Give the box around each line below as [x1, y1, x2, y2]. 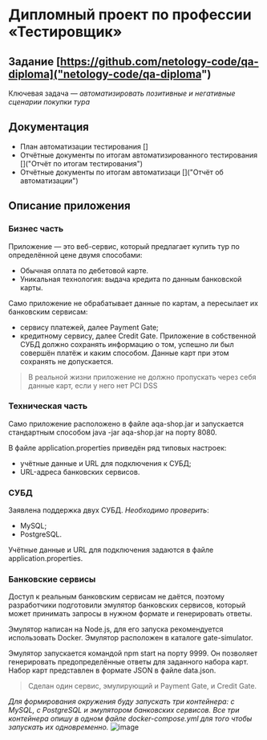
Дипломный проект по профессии [8, 6, 252, 24]
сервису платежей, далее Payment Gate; [19, 322, 159, 332]
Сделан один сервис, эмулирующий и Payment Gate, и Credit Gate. [27, 681, 257, 691]
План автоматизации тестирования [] [19, 141, 148, 151]
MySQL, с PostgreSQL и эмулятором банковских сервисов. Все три [8, 705, 240, 715]
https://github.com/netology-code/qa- [59, 55, 259, 68]
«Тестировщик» [8, 22, 123, 41]
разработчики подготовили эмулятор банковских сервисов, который [8, 600, 246, 610]
